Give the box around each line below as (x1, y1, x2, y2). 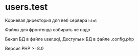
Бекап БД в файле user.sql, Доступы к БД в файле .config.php (5, 36, 134, 42)
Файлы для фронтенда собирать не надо (5, 27, 91, 32)
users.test (5, 1, 48, 13)
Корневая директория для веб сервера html (5, 17, 97, 23)
